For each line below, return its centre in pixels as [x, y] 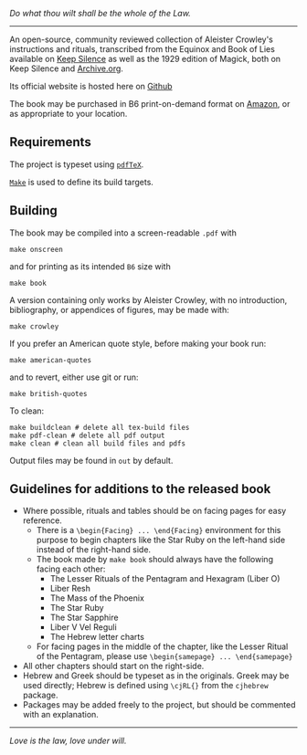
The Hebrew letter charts [97, 637]
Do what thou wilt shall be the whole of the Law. [101, 13]
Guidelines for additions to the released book [140, 489]
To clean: [27, 411]
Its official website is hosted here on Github [91, 86]
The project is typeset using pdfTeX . [77, 164]
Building [33, 210]
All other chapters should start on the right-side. [113, 666]
